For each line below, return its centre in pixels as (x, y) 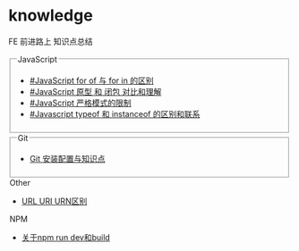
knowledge (51, 16)
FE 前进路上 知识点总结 (51, 41)
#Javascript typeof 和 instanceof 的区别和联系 (115, 113)
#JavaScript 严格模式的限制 (81, 103)
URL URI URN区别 (54, 201)
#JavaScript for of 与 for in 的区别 (92, 80)
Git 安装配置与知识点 (68, 159)
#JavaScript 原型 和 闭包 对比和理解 (96, 91)
